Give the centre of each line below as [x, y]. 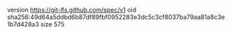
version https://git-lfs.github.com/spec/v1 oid [72, 10]
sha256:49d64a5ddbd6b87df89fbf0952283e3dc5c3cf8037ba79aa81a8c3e [116, 17]
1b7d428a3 [23, 24]
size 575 [52, 24]
